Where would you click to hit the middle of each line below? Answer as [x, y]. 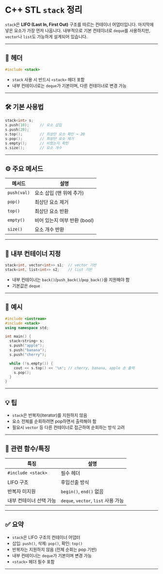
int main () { [18, 337]
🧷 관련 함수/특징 [27, 449]
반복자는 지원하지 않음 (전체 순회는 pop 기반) [54, 549]
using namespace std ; [27, 328]
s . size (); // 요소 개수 [33, 148]
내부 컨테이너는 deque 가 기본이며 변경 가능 [52, 555]
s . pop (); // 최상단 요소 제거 [40, 139]
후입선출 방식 [75, 482]
